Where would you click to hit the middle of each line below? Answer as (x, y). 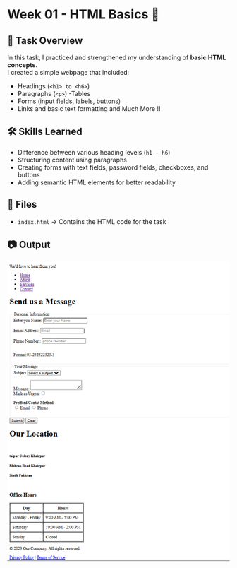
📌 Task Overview (45, 41)
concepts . (22, 65)
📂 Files (22, 205)
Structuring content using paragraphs (72, 160)
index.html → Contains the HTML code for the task (92, 221)
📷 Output (29, 245)
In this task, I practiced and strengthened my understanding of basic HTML (117, 57)
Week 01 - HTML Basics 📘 (84, 14)
